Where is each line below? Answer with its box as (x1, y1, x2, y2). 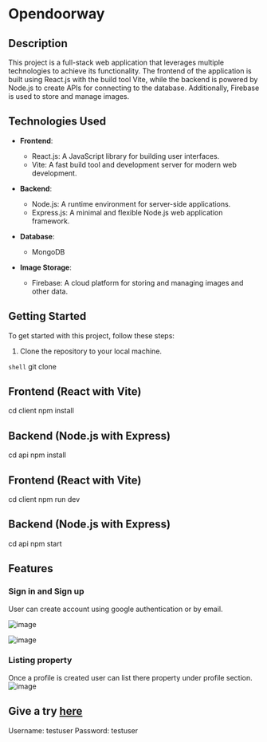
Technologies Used (8, 115, 106, 128)
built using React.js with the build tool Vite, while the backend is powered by (8, 75, 258, 84)
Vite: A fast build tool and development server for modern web (31, 160, 238, 169)
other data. (31, 286, 69, 296)
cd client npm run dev (8, 495, 80, 504)
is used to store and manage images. (8, 92, 130, 101)
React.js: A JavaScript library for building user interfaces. (31, 151, 220, 160)
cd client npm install (8, 406, 74, 416)
